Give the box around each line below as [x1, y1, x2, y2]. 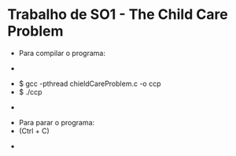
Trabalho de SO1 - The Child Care [7, 6, 229, 24]
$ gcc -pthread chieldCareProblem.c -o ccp [18, 79, 161, 88]
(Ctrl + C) [18, 126, 50, 136]
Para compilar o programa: [18, 48, 105, 58]
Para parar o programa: [18, 117, 95, 127]
